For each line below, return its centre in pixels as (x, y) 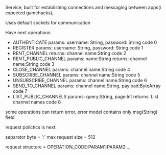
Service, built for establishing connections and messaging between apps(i (83, 7)
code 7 (20, 91)
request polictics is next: (31, 127)
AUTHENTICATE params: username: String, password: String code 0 (85, 42)
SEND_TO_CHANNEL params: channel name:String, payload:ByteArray (87, 86)
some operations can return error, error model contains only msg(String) (81, 112)
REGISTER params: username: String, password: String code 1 (78, 48)
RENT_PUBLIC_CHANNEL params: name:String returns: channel (80, 59)
